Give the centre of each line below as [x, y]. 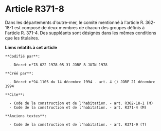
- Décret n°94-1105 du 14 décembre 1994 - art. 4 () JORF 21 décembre [82, 82]
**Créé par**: [19, 73]
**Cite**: [15, 94]
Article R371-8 [35, 9]
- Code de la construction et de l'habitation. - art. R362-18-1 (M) [81, 103]
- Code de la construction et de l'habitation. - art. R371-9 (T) [78, 124]
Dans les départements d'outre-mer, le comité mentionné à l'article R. [75, 22]
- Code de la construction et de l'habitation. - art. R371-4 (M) [78, 107]
